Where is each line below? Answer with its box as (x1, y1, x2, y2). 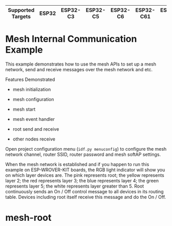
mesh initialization (12, 86, 51, 92)
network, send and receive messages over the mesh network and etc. (5, 66, 153, 72)
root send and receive (12, 126, 59, 132)
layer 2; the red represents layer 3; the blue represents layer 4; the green (5, 177, 159, 183)
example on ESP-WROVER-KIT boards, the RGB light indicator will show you (5, 167, 165, 173)
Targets (11, 13, 31, 20)
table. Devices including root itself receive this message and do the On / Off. (5, 194, 166, 200)
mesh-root (5, 212, 52, 223)
